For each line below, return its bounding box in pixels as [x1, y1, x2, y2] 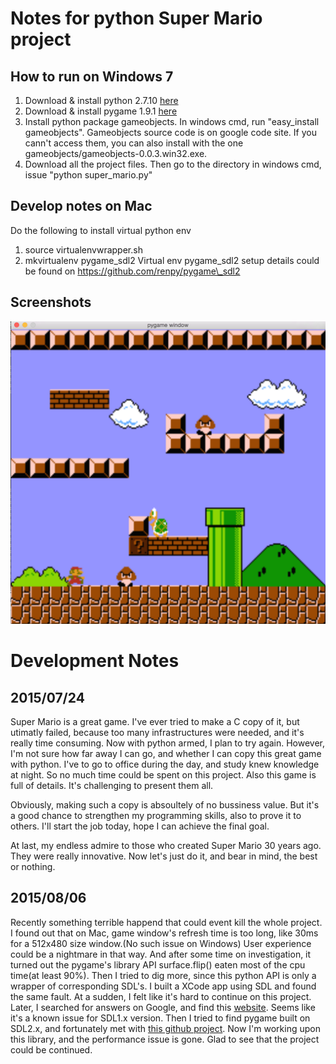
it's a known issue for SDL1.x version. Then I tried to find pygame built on [10, 1012, 311, 1024]
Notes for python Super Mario [10, 7, 263, 30]
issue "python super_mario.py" [24, 169, 153, 181]
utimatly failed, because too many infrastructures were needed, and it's [10, 726, 305, 738]
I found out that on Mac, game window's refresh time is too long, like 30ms [10, 927, 319, 939]
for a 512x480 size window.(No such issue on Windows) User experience [10, 937, 312, 949]
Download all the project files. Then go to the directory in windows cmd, [24, 158, 322, 170]
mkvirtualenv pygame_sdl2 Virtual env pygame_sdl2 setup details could [24, 254, 320, 266]
